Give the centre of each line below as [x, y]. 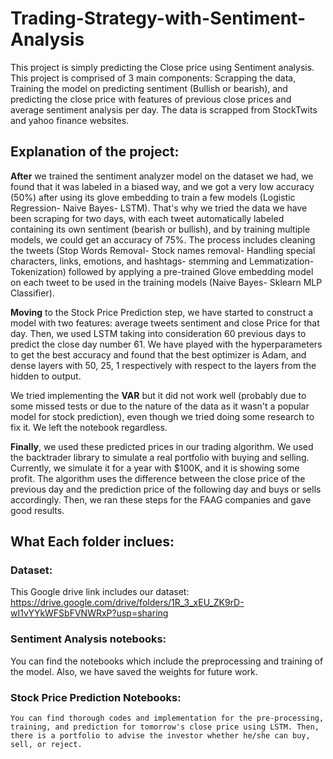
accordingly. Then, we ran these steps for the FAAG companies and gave [161, 499]
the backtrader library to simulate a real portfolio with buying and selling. [160, 457]
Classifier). [32, 293]
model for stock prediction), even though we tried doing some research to [162, 416]
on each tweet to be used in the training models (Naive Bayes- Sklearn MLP [166, 282]
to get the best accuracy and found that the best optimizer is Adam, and [158, 354]
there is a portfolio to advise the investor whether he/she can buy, [160, 736]
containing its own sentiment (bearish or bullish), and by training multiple [160, 229]
